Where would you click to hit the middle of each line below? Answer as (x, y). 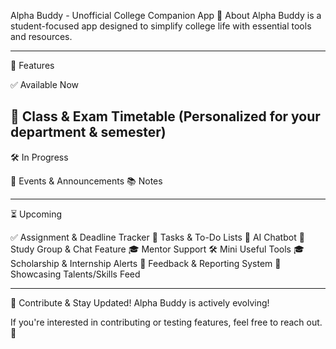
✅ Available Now (45, 84)
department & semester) (88, 132)
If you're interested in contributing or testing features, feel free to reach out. (166, 322)
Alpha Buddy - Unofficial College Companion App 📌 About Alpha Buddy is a (166, 15)
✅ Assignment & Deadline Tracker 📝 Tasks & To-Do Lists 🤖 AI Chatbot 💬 (157, 237)
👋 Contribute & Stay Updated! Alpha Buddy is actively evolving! (140, 302)
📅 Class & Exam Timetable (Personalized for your (165, 116)
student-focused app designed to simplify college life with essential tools (161, 26)
